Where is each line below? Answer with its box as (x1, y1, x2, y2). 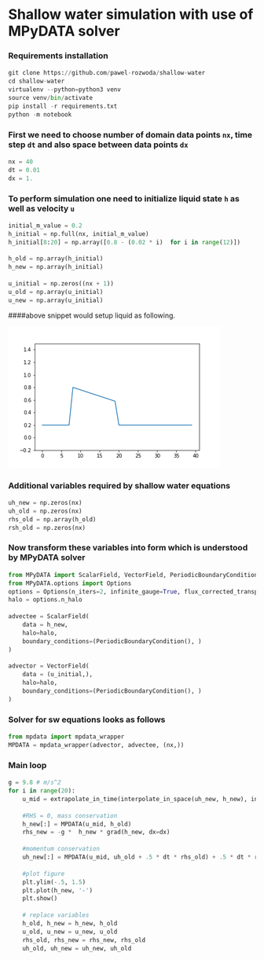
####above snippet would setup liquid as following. (8, 311, 175, 320)
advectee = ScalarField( (8, 612, 90, 620)
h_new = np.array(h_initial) (8, 263, 104, 271)
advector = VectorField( (8, 662, 90, 670)
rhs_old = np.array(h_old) (8, 515, 97, 524)
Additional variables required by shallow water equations (8, 480, 230, 491)
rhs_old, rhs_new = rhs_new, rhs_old (22, 936, 146, 944)
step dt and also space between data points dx (8, 139, 189, 150)
